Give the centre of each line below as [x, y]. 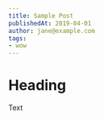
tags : [17, 38]
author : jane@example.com [51, 31]
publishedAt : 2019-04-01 [50, 23]
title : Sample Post [41, 16]
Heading [37, 86]
